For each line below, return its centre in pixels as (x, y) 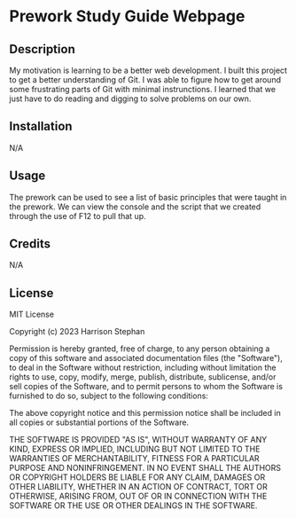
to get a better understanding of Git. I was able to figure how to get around (145, 80)
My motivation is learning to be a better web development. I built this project (148, 70)
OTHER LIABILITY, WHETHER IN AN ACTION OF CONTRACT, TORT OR (138, 487)
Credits (30, 244)
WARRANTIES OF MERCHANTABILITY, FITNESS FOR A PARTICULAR (134, 459)
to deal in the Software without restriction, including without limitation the (143, 368)
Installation (41, 126)
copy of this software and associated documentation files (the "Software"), (146, 358)
